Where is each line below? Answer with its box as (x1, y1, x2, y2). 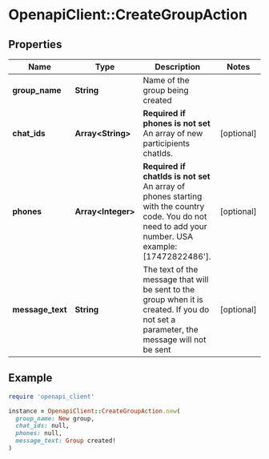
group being (143, 85, 189, 95)
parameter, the (143, 324, 199, 335)
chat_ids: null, (15, 422, 70, 430)
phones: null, (15, 429, 62, 437)
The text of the (143, 264, 199, 275)
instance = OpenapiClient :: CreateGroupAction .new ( (8, 407, 181, 415)
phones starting (143, 191, 203, 202)
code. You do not (143, 211, 207, 222)
